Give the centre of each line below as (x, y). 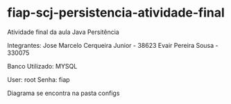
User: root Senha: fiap (39, 79)
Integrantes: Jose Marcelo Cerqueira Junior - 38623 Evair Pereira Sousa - (113, 45)
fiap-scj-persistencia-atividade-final (116, 13)
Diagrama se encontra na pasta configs (63, 93)
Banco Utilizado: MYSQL (42, 66)
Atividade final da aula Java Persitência (63, 32)
